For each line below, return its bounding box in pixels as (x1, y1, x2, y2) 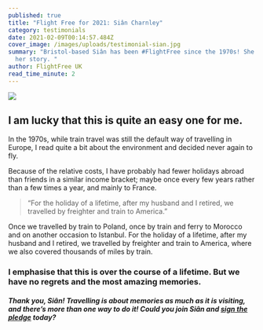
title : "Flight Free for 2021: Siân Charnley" (8, 19, 163, 27)
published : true (8, 11, 61, 20)
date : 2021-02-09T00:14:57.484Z (8, 33, 114, 42)
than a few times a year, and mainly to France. (8, 183, 157, 192)
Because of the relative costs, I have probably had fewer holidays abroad (8, 167, 245, 176)
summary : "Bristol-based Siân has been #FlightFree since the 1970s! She (8, 48, 255, 56)
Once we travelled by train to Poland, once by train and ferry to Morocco (8, 222, 243, 232)
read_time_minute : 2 (8, 70, 76, 78)
